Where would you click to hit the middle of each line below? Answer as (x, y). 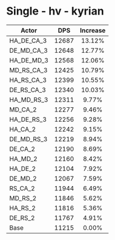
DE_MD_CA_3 (29, 50)
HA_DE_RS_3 (28, 119)
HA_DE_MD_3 (29, 60)
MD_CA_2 (23, 109)
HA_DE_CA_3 (28, 41)
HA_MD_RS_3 (29, 99)
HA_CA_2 (23, 129)
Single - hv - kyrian (55, 11)
